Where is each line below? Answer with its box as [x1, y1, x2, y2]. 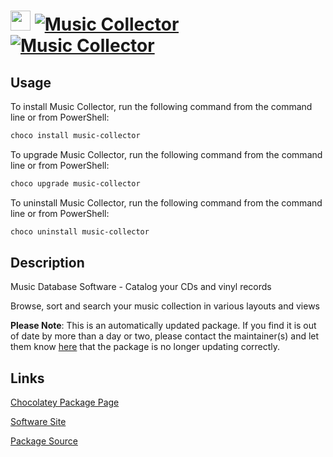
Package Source [10, 435, 78, 447]
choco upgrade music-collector [10, 178, 141, 189]
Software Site [10, 416, 67, 428]
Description [10, 255, 85, 272]
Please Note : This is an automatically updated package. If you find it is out [10, 320, 317, 332]
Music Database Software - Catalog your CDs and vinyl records [10, 281, 272, 293]
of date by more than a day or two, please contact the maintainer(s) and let [10, 330, 320, 342]
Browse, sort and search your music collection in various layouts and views [10, 300, 320, 312]
